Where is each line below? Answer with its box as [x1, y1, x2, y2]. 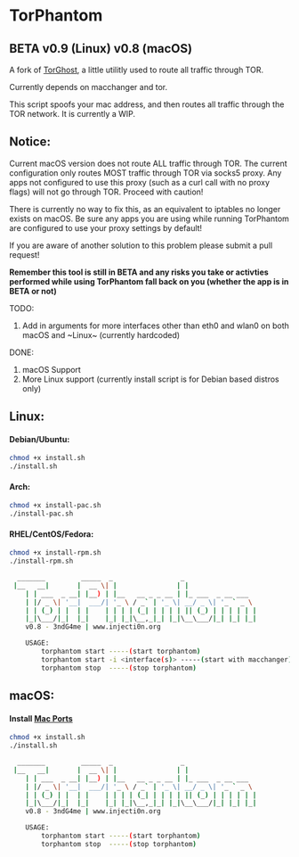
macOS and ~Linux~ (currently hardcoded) [21, 329, 181, 340]
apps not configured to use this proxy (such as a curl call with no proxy [9, 177, 270, 187]
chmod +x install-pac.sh [9, 501, 101, 510]
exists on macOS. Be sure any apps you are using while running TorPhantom [9, 213, 289, 224]
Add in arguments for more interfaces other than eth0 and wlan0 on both [21, 320, 289, 331]
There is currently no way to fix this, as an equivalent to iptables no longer [9, 203, 281, 214]
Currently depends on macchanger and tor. [9, 82, 167, 92]
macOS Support [21, 364, 82, 375]
